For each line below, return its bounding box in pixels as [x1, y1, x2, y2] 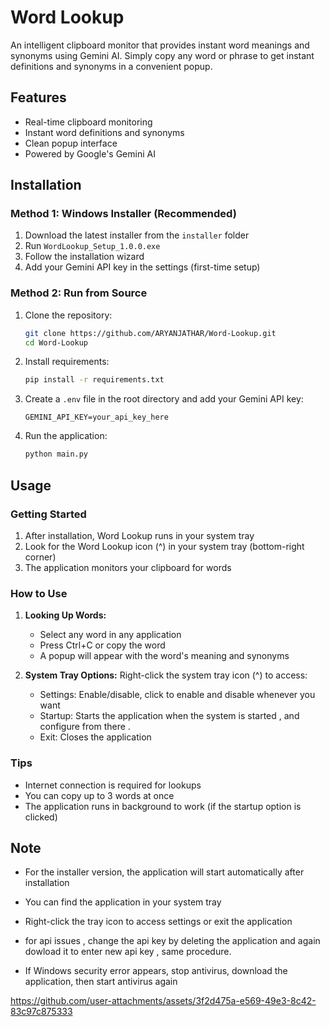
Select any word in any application [39, 629, 182, 641]
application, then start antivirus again [24, 976, 178, 988]
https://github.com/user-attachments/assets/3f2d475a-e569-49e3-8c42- [10, 995, 317, 1007]
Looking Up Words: [24, 609, 107, 621]
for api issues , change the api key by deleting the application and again [24, 935, 321, 947]
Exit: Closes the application [39, 731, 152, 743]
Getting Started [10, 507, 87, 521]
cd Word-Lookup [24, 337, 89, 348]
